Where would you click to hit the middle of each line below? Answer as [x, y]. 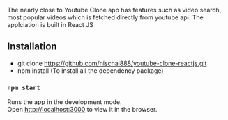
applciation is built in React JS [51, 25]
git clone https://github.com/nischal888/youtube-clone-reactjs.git [112, 63]
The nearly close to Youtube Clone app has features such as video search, [114, 10]
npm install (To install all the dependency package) [90, 70]
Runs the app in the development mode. [64, 102]
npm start [24, 87]
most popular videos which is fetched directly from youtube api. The [105, 17]
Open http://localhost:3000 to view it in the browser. [82, 110]
